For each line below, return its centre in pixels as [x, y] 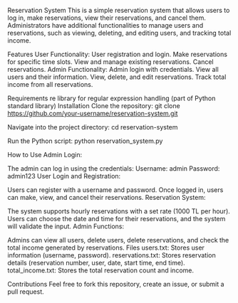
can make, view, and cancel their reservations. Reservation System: [107, 197]
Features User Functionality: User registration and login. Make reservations [118, 54]
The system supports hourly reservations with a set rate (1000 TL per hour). [119, 211]
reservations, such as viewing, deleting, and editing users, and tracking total [119, 33]
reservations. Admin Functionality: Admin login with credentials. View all [113, 69]
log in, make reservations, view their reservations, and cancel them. [107, 18]
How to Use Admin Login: [45, 155]
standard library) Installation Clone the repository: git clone [94, 106]
